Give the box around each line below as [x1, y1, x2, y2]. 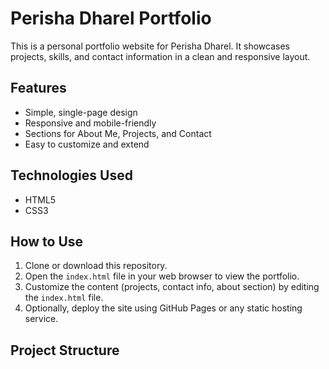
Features [10, 80, 67, 97]
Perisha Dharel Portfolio [10, 7, 212, 30]
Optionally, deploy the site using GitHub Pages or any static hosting [24, 302, 303, 314]
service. [24, 313, 59, 325]
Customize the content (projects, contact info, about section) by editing [24, 281, 320, 293]
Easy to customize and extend [24, 138, 150, 150]
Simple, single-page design [24, 106, 138, 118]
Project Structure [10, 342, 120, 359]
